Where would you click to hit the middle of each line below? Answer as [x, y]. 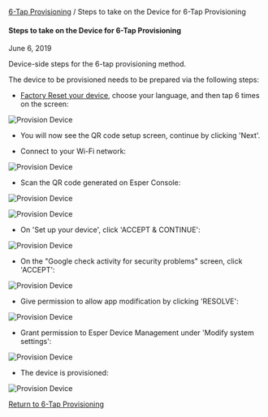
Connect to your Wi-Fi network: [73, 151]
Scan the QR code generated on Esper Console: [100, 183]
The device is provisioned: [64, 373]
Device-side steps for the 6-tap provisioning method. [97, 64]
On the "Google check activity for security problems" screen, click [131, 261]
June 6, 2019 [30, 49]
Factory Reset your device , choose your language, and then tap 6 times [140, 96]
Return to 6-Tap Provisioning [56, 404]
